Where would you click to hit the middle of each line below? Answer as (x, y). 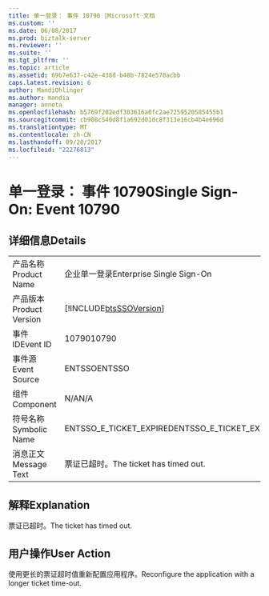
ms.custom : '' (32, 23)
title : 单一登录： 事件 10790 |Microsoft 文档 (82, 16)
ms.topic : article (39, 68)
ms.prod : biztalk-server (50, 38)
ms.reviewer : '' (35, 46)
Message (30, 465)
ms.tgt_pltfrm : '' (39, 61)
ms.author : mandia (39, 98)
